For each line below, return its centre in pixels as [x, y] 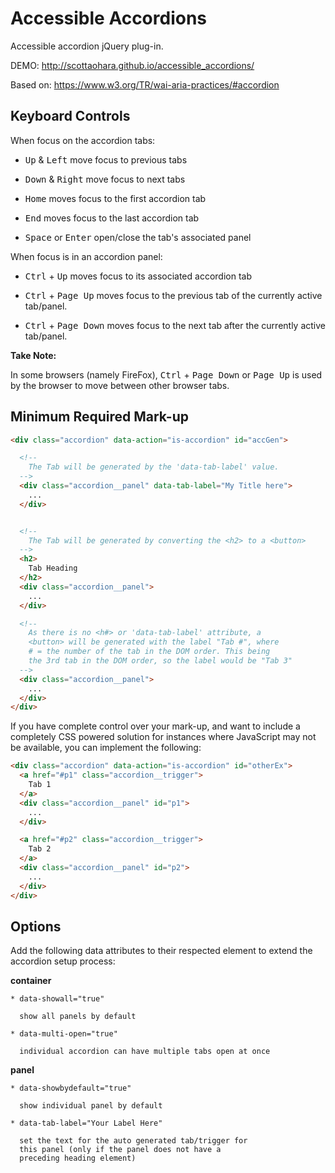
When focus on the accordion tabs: [83, 140]
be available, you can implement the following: [106, 748]
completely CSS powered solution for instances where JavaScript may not [163, 737]
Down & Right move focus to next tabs [105, 179]
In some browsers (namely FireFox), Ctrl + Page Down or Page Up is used [166, 374]
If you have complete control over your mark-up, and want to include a [155, 726]
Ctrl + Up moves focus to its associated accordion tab [138, 276]
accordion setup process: [63, 961]
